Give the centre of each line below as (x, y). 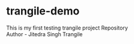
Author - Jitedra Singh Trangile (44, 34)
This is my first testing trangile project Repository (67, 28)
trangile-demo (43, 11)
